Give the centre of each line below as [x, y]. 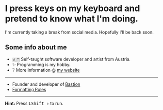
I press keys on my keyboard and [73, 8]
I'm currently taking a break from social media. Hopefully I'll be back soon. [79, 32]
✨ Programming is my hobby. [41, 64]
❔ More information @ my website [46, 70]
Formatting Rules [29, 89]
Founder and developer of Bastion [46, 84]
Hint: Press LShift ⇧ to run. [34, 103]
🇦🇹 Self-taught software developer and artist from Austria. [71, 59]
